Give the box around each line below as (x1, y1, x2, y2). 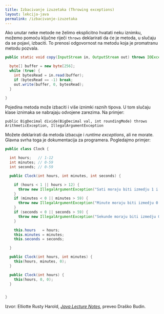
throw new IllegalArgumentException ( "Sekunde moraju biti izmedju (18, 214, 156, 219)
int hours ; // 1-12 (9, 156, 54, 160)
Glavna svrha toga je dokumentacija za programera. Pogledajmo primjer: (5, 137, 151, 143)
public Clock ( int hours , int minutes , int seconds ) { (9, 173, 121, 178)
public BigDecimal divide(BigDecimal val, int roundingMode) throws (5, 119, 147, 124)
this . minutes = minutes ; (14, 232, 64, 237)
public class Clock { (5, 147, 49, 152)
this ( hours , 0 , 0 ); (14, 277, 54, 282)
